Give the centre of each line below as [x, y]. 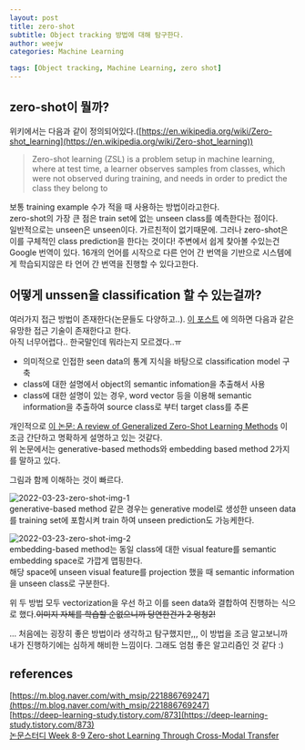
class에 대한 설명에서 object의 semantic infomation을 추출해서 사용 [144, 384]
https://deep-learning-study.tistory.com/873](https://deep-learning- [140, 715]
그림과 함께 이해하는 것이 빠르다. [67, 479]
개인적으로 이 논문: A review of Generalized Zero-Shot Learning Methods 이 [149, 426]
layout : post [34, 18]
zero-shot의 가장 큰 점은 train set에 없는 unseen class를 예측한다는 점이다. [144, 218]
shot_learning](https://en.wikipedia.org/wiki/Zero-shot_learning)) [131, 141]
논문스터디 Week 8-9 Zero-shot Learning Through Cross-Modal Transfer [144, 735]
